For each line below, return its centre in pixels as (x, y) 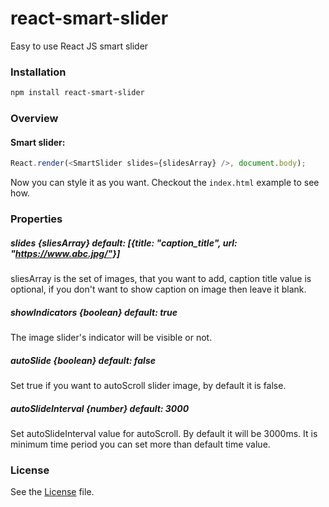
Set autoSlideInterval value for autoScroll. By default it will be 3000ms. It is (164, 433)
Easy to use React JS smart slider (79, 46)
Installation (38, 72)
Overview (34, 119)
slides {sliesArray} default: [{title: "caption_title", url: (124, 243)
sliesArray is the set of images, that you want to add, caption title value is (161, 278)
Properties (36, 219)
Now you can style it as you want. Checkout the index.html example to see (165, 183)
